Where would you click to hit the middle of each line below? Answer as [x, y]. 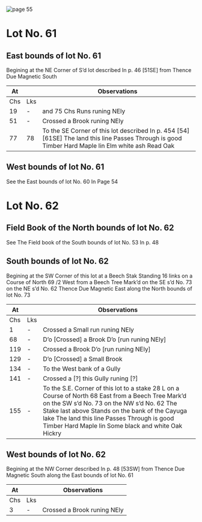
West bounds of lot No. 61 [55, 167]
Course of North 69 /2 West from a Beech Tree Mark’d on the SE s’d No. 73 [99, 282]
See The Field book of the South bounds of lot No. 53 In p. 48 [83, 242]
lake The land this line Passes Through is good [109, 418]
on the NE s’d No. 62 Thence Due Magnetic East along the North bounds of [99, 288]
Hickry [52, 433]
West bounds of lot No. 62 [56, 454]
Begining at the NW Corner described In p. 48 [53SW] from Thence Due [96, 469]
